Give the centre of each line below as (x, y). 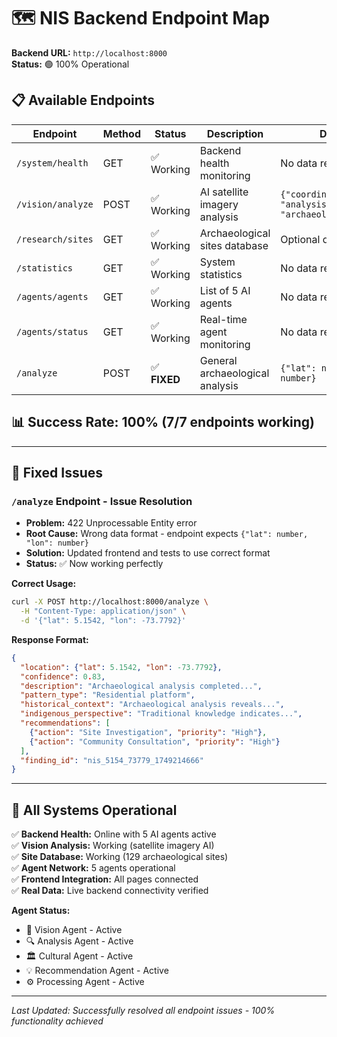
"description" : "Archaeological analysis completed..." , (141, 686)
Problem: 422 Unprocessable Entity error (111, 523)
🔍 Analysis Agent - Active (79, 941)
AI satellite (224, 192)
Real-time (223, 319)
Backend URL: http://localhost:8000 (89, 52)
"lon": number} (57, 543)
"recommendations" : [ (65, 723)
